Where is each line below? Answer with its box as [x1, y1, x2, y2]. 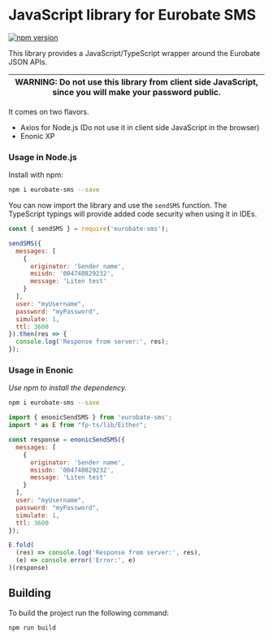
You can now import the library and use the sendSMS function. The [8, 201, 227, 211]
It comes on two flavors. [8, 107, 89, 116]
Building [8, 586, 51, 600]
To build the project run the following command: [8, 607, 169, 617]
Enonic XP [19, 131, 55, 141]
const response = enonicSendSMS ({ [8, 436, 126, 444]
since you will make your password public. [52, 86, 221, 98]
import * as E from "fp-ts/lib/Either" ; [8, 421, 148, 429]
